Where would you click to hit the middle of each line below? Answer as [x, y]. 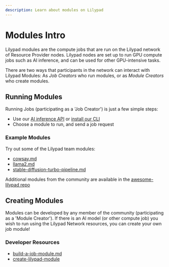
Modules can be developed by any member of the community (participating [84, 213]
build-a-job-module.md [37, 253]
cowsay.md [25, 158]
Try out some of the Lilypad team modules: [50, 149]
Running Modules [34, 97]
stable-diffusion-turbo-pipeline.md [49, 169]
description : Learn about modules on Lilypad [54, 10]
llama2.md [23, 164]
